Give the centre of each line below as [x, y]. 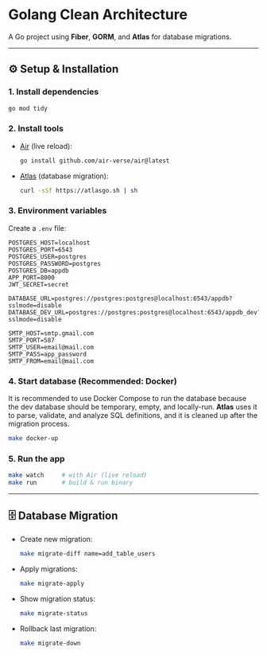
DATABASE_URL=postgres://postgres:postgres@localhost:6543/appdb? [120, 298]
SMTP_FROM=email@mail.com [51, 361]
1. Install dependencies [54, 92]
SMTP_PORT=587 [32, 340]
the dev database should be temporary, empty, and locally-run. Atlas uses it [133, 407]
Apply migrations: [48, 569]
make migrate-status [54, 613]
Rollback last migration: [58, 628]
